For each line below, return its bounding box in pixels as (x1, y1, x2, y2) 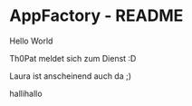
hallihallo (9, 88, 43, 99)
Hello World (9, 35, 53, 46)
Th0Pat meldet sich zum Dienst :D (9, 53, 137, 63)
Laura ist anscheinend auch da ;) (9, 70, 132, 82)
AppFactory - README (9, 5, 184, 26)
